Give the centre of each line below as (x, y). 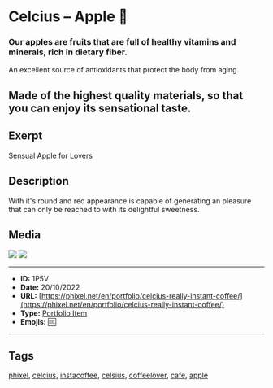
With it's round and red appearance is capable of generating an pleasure (130, 201)
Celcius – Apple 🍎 (68, 17)
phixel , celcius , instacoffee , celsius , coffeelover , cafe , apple (108, 375)
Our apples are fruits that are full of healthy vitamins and (122, 42)
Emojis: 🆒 (38, 322)
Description (39, 181)
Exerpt (26, 136)
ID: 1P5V (35, 279)
